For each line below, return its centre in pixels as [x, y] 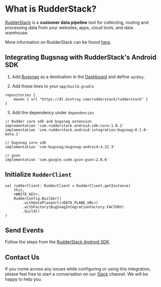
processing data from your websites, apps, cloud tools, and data [69, 27]
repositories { [20, 95]
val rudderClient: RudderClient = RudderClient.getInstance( [68, 186]
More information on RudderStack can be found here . [58, 42]
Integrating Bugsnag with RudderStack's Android [81, 58]
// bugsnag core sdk [26, 143]
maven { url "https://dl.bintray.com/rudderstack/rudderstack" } [81, 99]
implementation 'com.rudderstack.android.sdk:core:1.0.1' [65, 126]
